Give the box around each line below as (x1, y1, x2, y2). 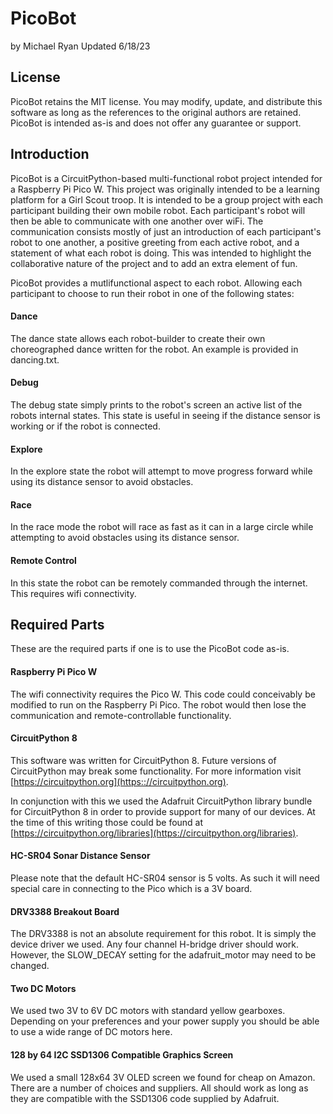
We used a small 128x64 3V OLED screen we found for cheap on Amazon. (10, 1071, 316, 1083)
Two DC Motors (10, 982, 77, 994)
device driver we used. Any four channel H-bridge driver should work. (10, 938, 300, 951)
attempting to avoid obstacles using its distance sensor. (10, 532, 240, 544)
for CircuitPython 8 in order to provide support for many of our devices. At (10, 805, 316, 817)
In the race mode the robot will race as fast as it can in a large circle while (10, 521, 314, 533)
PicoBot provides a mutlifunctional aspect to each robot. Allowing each (10, 277, 303, 289)
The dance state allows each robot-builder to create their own (10, 332, 266, 344)
